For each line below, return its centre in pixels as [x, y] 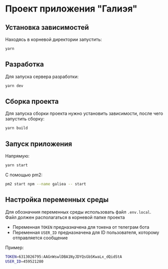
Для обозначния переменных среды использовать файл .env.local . [78, 212]
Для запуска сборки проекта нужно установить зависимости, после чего [84, 113]
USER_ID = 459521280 [24, 261]
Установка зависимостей [47, 27]
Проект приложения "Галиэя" [71, 9]
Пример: [15, 247]
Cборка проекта [32, 101]
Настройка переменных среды [57, 200]
